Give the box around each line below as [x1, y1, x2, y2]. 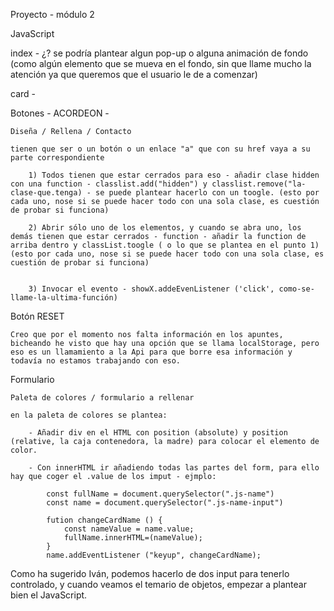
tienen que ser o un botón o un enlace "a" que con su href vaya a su [10, 144, 311, 154]
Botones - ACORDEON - [10, 107, 110, 119]
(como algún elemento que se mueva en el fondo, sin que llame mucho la [10, 58, 312, 69]
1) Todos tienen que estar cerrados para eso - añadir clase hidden [28, 170, 320, 180]
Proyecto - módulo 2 [10, 9, 95, 20]
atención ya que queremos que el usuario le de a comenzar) [10, 69, 258, 80]
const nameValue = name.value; [63, 524, 195, 534]
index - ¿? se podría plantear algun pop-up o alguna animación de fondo [10, 47, 309, 59]
